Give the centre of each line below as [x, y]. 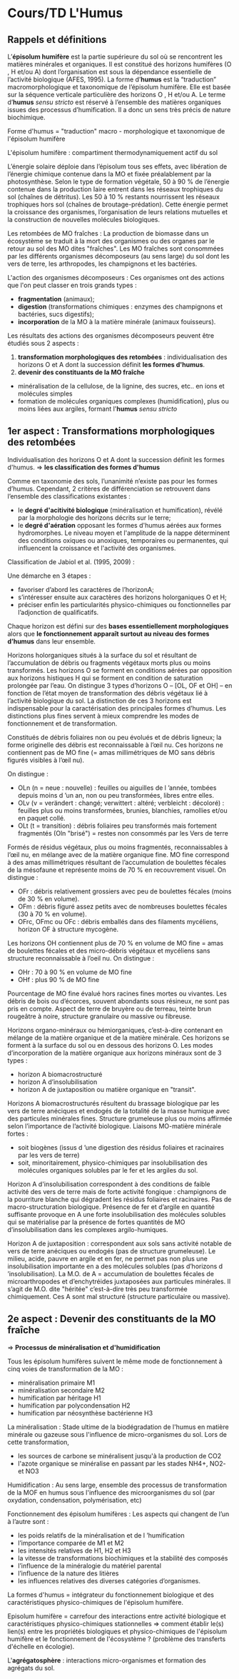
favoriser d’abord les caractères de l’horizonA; [86, 589]
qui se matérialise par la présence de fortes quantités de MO [96, 1222]
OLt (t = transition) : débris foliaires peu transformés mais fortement [117, 826]
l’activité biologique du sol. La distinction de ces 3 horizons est [100, 701]
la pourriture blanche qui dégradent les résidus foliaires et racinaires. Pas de [119, 1199]
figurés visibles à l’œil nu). [46, 760]
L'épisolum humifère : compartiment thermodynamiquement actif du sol [113, 152]
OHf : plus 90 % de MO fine [59, 979]
